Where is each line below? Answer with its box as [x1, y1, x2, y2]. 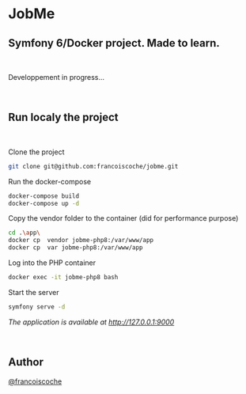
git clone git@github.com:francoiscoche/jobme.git [8, 162, 179, 170]
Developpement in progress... [8, 73, 105, 81]
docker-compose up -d [8, 199, 80, 207]
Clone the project [8, 147, 65, 157]
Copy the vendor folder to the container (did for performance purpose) [8, 214, 239, 223]
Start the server [8, 287, 59, 297]
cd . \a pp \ [8, 229, 41, 237]
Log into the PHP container [8, 258, 97, 267]
